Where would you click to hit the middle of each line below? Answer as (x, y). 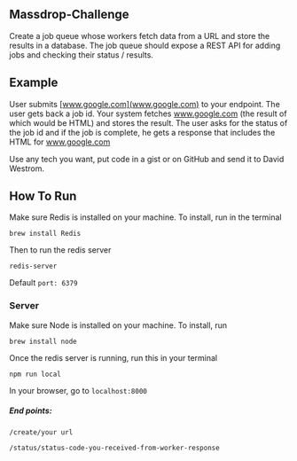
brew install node (43, 341)
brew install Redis (45, 234)
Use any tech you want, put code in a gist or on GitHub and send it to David (147, 159)
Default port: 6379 (43, 283)
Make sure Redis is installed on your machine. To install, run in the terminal (145, 217)
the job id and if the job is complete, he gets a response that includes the (142, 132)
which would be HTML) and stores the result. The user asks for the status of (148, 122)
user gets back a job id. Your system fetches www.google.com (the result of (148, 113)
